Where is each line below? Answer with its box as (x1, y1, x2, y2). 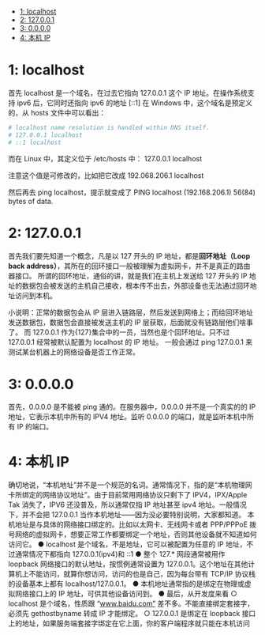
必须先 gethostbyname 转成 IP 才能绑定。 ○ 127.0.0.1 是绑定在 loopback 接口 (8, 609, 256, 618)
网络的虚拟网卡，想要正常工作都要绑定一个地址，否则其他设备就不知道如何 (14, 530, 257, 539)
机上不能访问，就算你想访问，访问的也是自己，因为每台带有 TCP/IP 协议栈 (14, 569, 256, 579)
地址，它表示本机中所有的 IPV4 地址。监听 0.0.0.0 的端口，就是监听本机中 (8, 412, 247, 421)
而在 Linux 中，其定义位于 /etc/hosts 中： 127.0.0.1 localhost (8, 153, 203, 163)
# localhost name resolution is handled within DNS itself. (8, 123, 211, 131)
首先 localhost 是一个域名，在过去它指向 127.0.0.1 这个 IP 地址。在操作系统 (8, 88, 248, 97)
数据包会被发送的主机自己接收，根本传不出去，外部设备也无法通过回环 (21, 281, 250, 290)
